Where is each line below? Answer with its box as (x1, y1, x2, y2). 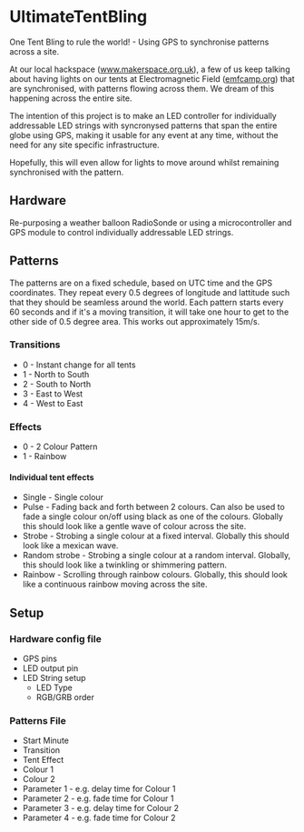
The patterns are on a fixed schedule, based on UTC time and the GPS (9, 277, 273, 288)
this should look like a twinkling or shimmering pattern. (22, 559, 228, 570)
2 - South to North (22, 378, 92, 389)
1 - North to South (22, 368, 90, 379)
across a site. (9, 45, 60, 56)
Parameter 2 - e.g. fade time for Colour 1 (22, 793, 174, 804)
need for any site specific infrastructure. (9, 139, 161, 150)
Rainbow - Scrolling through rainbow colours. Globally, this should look (22, 569, 289, 580)
